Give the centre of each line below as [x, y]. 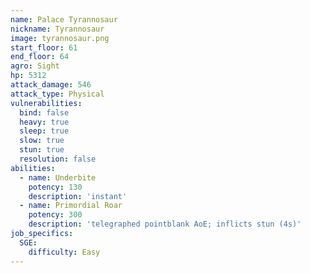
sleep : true [44, 131]
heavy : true [44, 122]
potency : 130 [55, 187]
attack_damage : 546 [51, 85]
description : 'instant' [78, 196]
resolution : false [58, 159]
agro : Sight [35, 66]
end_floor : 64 [40, 57]
